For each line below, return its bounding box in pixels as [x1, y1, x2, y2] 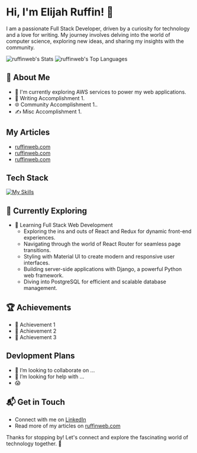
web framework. [23, 272, 64, 279]
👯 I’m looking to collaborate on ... [14, 366, 95, 374]
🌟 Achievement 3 [14, 334, 57, 340]
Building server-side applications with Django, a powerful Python [23, 266, 182, 273]
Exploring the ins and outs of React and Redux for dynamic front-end [23, 228, 192, 235]
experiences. [23, 234, 56, 241]
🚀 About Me [6, 72, 50, 82]
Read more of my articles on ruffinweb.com [14, 422, 121, 429]
